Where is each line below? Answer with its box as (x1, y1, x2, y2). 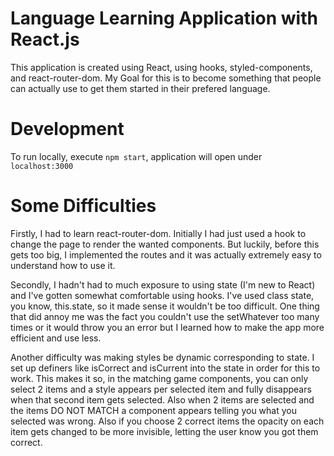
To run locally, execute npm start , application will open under (10, 150, 263, 162)
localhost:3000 (10, 161, 74, 171)
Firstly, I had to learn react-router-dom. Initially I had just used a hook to (10, 227, 307, 239)
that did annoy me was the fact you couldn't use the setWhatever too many (10, 310, 320, 322)
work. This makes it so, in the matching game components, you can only (10, 372, 309, 384)
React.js (10, 28, 80, 51)
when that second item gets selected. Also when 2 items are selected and (10, 393, 315, 406)
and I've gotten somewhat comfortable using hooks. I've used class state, (10, 289, 315, 301)
